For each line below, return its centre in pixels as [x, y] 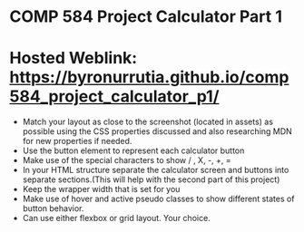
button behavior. [53, 208]
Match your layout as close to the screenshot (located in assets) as [148, 122]
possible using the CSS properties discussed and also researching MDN [157, 131]
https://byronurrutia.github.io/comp [149, 77]
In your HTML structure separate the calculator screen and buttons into [156, 170]
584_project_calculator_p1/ [114, 97]
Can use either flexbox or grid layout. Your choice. [116, 218]
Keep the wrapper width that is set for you [101, 189]
